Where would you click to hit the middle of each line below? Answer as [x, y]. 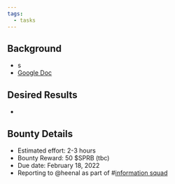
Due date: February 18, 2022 [58, 165]
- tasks [25, 20]
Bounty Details [40, 134]
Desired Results [43, 95]
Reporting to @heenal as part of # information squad [92, 173]
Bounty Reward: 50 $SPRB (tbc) [63, 157]
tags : [15, 14]
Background [34, 49]
